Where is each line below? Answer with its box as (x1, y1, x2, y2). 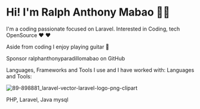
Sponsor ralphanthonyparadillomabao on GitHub (6, 54, 125, 62)
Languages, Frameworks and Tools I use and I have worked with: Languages (6, 66, 195, 74)
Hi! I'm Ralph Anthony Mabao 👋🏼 (6, 5, 170, 19)
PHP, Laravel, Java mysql (6, 96, 69, 103)
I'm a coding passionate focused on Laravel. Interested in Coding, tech (6, 25, 180, 32)
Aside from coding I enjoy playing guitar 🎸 (6, 43, 109, 50)
